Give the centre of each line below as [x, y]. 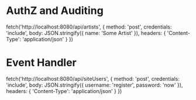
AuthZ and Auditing [55, 11]
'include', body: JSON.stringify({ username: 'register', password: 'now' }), [94, 85]
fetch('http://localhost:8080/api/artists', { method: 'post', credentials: [89, 27]
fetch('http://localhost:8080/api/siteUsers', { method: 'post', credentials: [93, 78]
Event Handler [42, 63]
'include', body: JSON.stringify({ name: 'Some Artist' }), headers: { [86, 33]
